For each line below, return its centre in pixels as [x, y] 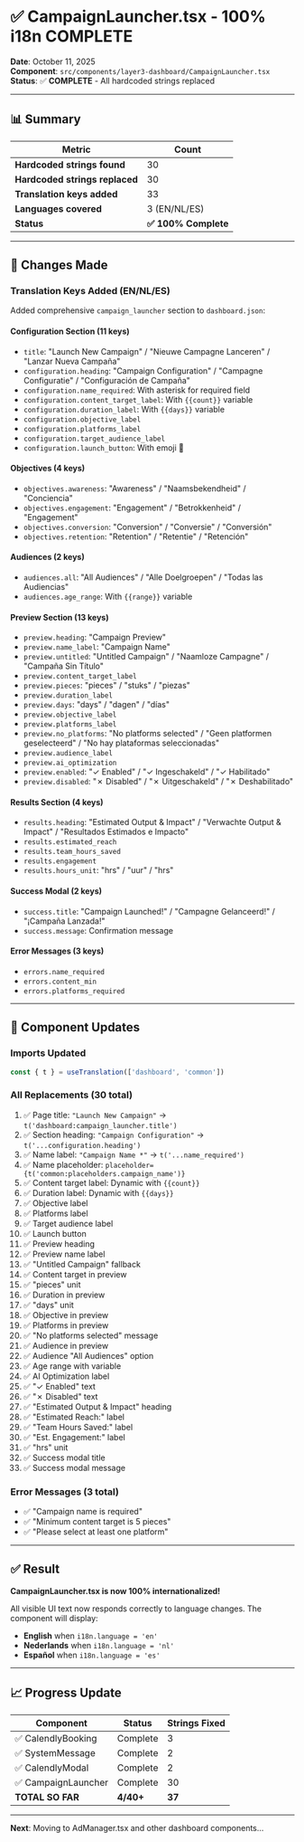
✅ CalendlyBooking [56, 1738]
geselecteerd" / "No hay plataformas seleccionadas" [121, 743]
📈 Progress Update [66, 1693]
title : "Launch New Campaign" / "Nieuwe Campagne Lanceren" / [147, 351]
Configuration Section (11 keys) [70, 331]
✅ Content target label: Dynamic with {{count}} [111, 1182]
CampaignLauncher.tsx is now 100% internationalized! [115, 1590]
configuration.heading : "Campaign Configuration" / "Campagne [143, 370]
